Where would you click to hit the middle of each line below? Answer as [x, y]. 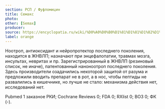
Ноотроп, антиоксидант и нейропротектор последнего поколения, [75, 51]
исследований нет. [25, 87]
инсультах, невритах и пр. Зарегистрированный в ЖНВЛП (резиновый [79, 61]
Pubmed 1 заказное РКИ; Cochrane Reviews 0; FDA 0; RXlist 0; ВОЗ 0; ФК [81, 96]
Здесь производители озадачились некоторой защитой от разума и [76, 71]
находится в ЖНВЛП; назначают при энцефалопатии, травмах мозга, [78, 56]
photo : [12, 19]
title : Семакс [20, 14]
